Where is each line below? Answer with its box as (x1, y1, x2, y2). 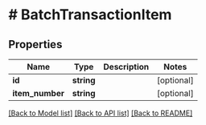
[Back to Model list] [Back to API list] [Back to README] (8, 108, 193, 118)
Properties (8, 38, 63, 51)
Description (103, 62, 150, 72)
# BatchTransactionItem (8, 6, 172, 24)
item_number (12, 88, 64, 99)
